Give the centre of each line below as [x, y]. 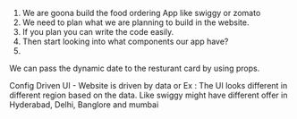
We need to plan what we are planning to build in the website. [136, 22]
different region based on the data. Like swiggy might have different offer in [148, 95]
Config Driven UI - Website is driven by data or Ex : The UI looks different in [148, 85]
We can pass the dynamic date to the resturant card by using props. [135, 68]
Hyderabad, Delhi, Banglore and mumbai [84, 105]
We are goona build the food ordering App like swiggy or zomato [141, 13]
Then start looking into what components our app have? [125, 41]
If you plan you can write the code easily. [98, 32]
